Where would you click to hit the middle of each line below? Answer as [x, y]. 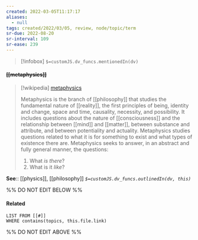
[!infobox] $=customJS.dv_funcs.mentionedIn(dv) [79, 61]
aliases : [17, 17]
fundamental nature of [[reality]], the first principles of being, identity [105, 106]
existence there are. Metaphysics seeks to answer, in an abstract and [105, 143]
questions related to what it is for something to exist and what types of [106, 137]
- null [20, 22]
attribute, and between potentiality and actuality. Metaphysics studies [105, 131]
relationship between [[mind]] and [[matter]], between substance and [105, 124]
